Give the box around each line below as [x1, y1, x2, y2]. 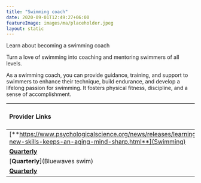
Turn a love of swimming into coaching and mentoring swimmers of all [6, 53, 179, 61]
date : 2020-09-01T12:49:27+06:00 [6, 14, 90, 20]
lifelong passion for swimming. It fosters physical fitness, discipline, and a [6, 85, 188, 92]
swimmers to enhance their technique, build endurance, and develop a [6, 78, 181, 85]
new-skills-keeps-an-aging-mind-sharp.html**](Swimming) [9, 137, 186, 146]
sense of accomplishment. [6, 91, 72, 98]
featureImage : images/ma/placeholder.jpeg [6, 20, 114, 26]
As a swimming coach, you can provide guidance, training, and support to [6, 71, 188, 79]
